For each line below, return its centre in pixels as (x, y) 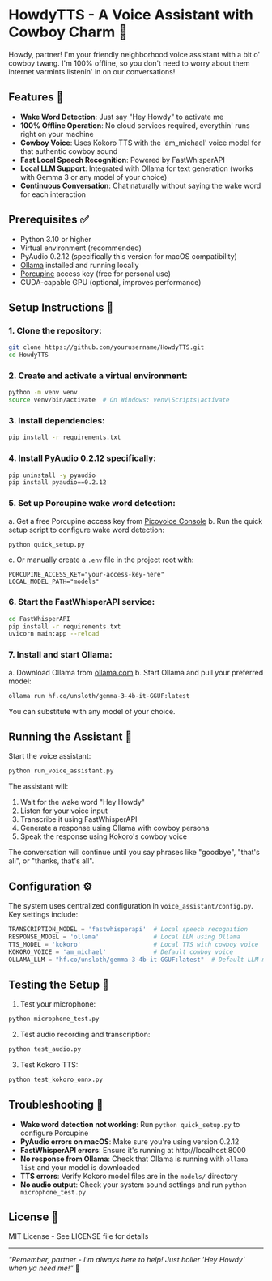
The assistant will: (38, 786)
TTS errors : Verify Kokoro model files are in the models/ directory (129, 1176)
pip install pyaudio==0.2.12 (57, 483)
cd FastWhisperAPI (39, 619)
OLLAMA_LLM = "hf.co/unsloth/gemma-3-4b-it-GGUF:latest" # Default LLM (134, 960)
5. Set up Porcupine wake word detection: (92, 504)
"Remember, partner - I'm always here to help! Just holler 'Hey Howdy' (127, 1260)
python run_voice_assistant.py (61, 771)
